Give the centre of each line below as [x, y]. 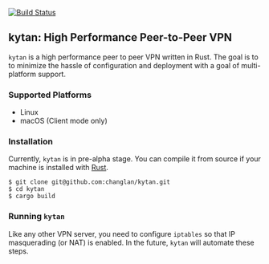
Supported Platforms [50, 95]
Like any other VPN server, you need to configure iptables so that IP [122, 234]
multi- [251, 65]
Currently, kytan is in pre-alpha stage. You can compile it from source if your [134, 159]
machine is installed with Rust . [58, 168]
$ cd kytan [26, 189]
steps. [18, 251]
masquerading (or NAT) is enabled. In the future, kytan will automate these [131, 242]
